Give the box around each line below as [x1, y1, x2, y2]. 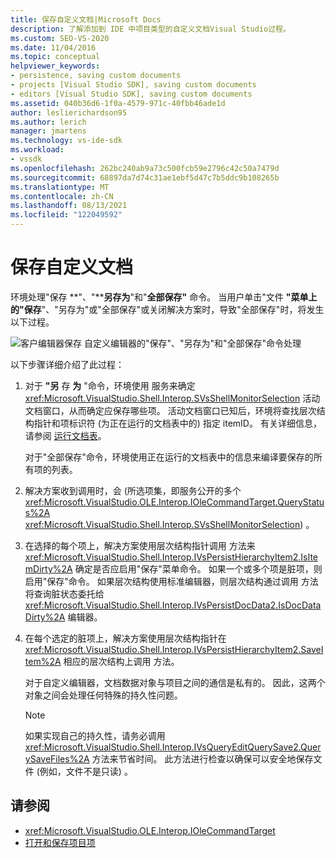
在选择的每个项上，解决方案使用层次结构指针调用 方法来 [24, 539, 256, 551]
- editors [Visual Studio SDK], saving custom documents [10, 89, 253, 99]
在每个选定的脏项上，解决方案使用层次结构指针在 [24, 632, 227, 644]
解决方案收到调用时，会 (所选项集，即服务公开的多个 [24, 484, 242, 496]
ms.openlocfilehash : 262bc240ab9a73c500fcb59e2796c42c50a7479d [10, 163, 280, 173]
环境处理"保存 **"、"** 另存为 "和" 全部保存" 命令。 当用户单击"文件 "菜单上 [10, 291, 318, 303]
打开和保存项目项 [24, 836, 96, 848]
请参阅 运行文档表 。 [24, 429, 107, 441]
